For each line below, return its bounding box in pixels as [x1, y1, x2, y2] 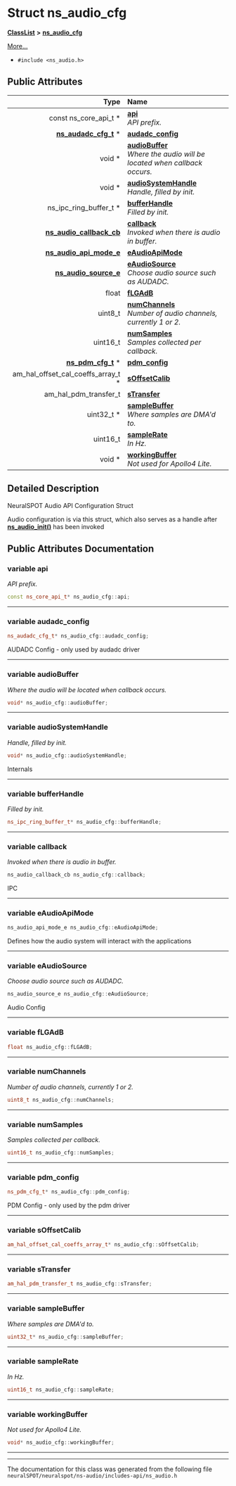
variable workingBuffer [7, 1409, 88, 1419]
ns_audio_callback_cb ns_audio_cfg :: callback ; [7, 871, 146, 879]
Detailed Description [7, 483, 100, 495]
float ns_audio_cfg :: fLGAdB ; [7, 1043, 93, 1050]
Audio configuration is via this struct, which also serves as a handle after [7, 515, 218, 523]
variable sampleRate [7, 1357, 79, 1366]
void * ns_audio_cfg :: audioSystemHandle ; [7, 751, 128, 759]
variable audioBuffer [7, 670, 79, 680]
